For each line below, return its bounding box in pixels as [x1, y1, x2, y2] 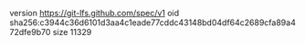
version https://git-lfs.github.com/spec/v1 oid [9, 8, 180, 18]
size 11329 [52, 27, 92, 37]
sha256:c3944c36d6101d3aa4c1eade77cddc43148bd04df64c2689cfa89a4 [9, 17, 297, 28]
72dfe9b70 [9, 27, 51, 37]
